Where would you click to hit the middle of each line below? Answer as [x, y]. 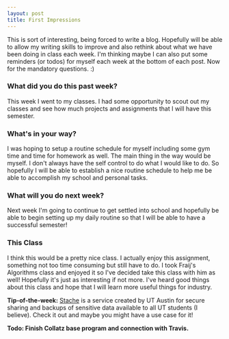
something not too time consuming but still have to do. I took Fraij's [102, 265]
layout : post [26, 13]
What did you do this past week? [62, 86]
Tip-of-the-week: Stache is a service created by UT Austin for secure [106, 300]
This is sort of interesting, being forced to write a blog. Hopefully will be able [115, 39]
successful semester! [37, 225]
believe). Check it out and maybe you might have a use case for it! [100, 315]
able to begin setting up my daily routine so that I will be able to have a [106, 218]
